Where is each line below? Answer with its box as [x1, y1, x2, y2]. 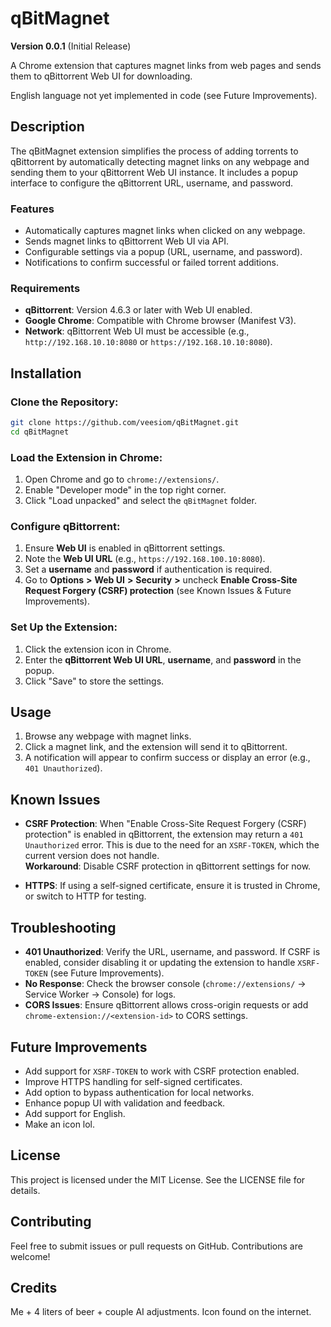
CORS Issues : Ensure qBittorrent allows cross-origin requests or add [24, 999, 309, 1011]
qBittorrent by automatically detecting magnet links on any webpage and [10, 155, 310, 167]
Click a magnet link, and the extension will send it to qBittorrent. [24, 741, 288, 753]
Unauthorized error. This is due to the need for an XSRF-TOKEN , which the [24, 839, 320, 851]
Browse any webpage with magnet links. [24, 730, 192, 742]
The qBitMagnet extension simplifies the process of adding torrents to [10, 145, 299, 157]
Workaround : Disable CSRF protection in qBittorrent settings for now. [24, 860, 312, 872]
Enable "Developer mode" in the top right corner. [24, 484, 227, 496]
